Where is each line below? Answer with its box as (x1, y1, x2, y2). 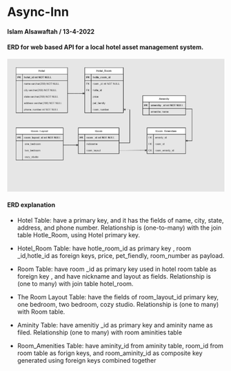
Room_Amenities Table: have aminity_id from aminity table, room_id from (17, 341, 224, 350)
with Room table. (17, 308, 66, 316)
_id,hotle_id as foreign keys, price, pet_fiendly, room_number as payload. (17, 251, 225, 259)
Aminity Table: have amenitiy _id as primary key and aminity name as (17, 321, 213, 329)
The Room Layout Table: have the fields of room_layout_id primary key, (17, 292, 219, 301)
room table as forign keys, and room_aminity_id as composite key (17, 349, 203, 357)
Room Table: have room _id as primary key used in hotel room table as (17, 265, 217, 273)
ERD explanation (7, 201, 56, 209)
